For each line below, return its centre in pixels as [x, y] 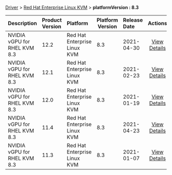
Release [133, 20]
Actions [157, 23]
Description [23, 23]
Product [52, 20]
